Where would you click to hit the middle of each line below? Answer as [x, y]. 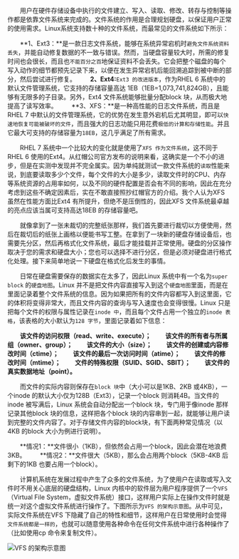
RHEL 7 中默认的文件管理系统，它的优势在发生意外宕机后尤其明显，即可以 [116, 115]
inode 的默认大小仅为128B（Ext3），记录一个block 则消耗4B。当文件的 [116, 395]
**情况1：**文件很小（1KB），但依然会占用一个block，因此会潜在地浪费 [123, 446]
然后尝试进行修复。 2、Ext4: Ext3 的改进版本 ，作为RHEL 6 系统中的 [123, 79]
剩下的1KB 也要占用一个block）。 [54, 464]
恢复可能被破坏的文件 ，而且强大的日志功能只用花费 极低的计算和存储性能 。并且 [123, 124]
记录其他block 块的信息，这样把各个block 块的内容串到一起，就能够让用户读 [118, 413]
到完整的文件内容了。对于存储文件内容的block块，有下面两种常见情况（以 [115, 422]
